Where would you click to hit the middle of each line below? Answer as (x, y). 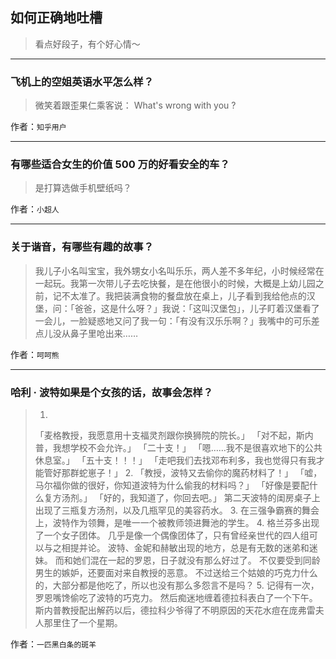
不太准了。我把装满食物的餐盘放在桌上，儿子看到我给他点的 (184, 295)
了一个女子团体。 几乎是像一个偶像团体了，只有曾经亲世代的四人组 (172, 535)
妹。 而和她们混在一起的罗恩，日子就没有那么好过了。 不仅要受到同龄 (177, 560)
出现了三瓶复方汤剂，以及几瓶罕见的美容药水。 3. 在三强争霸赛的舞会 (177, 510)
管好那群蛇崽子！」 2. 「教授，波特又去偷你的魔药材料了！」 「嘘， (183, 472)
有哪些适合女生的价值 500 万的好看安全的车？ (120, 165)
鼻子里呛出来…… (103, 333)
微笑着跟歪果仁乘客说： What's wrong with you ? (135, 105)
